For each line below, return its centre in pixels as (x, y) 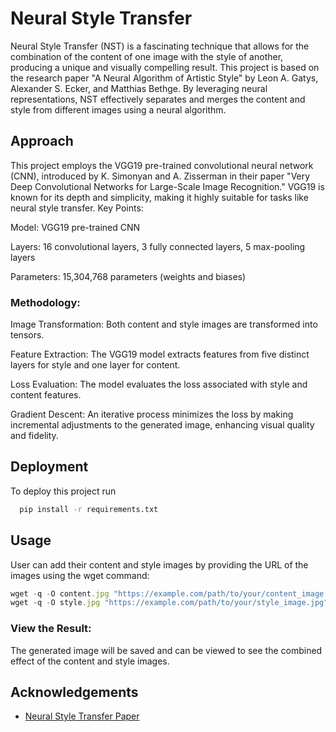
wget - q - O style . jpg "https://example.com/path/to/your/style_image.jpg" (169, 603)
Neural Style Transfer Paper (82, 716)
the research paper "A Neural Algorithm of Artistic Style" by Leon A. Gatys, (164, 78)
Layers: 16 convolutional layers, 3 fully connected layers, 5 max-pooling (158, 246)
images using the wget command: (80, 575)
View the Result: (51, 629)
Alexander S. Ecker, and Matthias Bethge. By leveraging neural (139, 88)
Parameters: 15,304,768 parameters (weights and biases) (128, 276)
